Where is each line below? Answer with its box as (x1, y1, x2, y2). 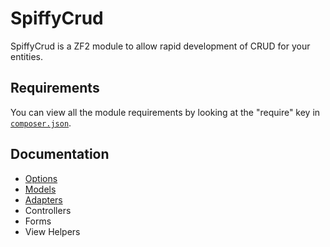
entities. (10, 50, 43, 62)
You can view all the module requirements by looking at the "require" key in (10, 106, 321, 118)
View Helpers (24, 225, 81, 237)
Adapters (24, 193, 63, 206)
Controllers (24, 204, 72, 216)
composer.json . (10, 117, 72, 129)
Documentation (10, 146, 110, 163)
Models (24, 183, 57, 195)
